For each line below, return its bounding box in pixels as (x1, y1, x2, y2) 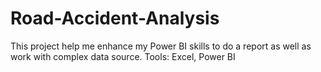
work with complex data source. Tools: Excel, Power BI (10, 50, 236, 62)
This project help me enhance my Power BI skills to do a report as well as (10, 40, 312, 52)
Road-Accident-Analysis (10, 7, 220, 30)
